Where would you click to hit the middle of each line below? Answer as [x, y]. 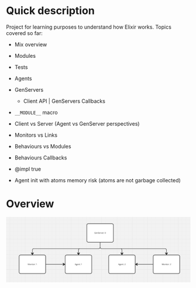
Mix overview [31, 44]
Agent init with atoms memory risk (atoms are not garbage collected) [98, 180]
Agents [23, 78]
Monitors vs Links [36, 135]
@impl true [28, 169]
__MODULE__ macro [36, 112]
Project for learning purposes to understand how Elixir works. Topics [89, 27]
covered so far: [24, 33]
